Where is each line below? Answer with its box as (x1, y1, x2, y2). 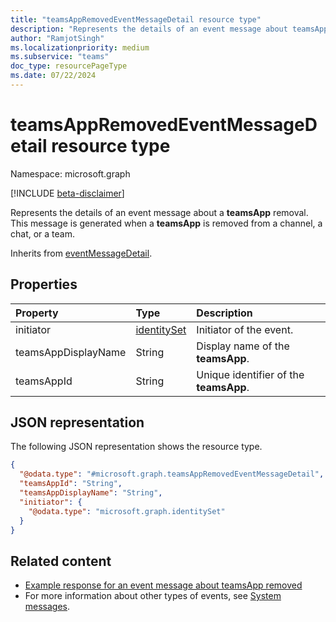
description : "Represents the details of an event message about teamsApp (10, 24, 329, 34)
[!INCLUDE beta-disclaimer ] (10, 187, 125, 199)
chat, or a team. (10, 227, 75, 240)
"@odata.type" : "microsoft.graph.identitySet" (28, 506, 226, 516)
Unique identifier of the (196, 367, 305, 381)
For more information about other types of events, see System (24, 590, 282, 602)
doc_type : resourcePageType (10, 61, 128, 71)
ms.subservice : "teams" (10, 52, 110, 62)
